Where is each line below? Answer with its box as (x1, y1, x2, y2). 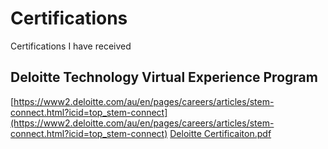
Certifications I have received (10, 40, 132, 52)
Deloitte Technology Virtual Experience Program (10, 69, 318, 86)
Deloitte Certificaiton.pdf (169, 127, 272, 139)
